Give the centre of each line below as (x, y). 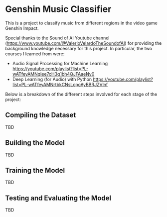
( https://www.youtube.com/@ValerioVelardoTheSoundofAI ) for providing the (83, 43)
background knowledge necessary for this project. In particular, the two (79, 48)
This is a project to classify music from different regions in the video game (82, 23)
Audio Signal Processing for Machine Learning (60, 63)
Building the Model (35, 143)
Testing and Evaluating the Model (58, 198)
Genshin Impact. (22, 28)
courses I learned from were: (35, 54)
